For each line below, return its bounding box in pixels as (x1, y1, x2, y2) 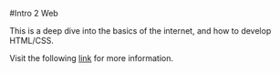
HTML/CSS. (9, 36, 55, 46)
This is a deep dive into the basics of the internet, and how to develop (9, 26, 272, 36)
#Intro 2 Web (9, 8, 59, 18)
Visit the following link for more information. (9, 53, 174, 63)
